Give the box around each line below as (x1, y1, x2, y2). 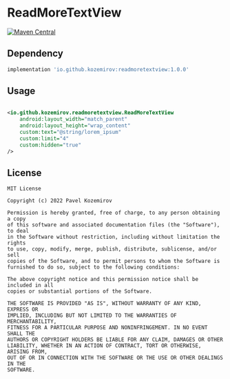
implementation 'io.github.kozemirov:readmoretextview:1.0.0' (7, 66, 189, 73)
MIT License (7, 185, 41, 193)
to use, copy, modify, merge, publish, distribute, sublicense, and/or (7, 246, 217, 253)
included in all (7, 282, 54, 289)
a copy (7, 215, 26, 222)
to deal (7, 228, 30, 235)
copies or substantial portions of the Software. (7, 288, 153, 295)
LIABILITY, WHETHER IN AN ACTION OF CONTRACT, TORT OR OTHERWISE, (7, 342, 202, 349)
